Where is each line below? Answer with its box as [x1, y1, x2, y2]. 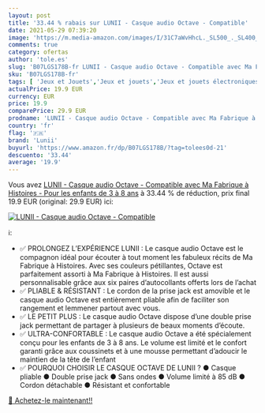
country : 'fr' [8, 122, 55, 130]
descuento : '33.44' [8, 151, 73, 159]
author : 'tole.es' [8, 56, 69, 64]
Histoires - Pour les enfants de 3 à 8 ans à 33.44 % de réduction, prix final [8, 189, 250, 198]
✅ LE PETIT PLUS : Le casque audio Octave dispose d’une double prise [19, 312, 252, 321]
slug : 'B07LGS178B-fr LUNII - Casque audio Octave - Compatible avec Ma [8, 63, 252, 71]
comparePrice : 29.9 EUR [8, 107, 87, 115]
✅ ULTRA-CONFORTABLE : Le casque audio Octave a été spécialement [19, 329, 252, 339]
